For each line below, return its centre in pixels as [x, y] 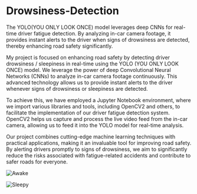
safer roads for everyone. [37, 162]
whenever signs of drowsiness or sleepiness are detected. [77, 88]
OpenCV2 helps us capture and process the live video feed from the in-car [97, 119]
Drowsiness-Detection [63, 11]
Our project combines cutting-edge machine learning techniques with [91, 136]
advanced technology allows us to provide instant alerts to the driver [89, 82]
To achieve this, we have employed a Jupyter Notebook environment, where [99, 100]
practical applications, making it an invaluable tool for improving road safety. [99, 143]
